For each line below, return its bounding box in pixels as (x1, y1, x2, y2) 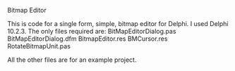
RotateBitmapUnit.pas (7, 42, 71, 50)
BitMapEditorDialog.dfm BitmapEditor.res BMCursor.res (7, 34, 168, 43)
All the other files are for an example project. (7, 56, 137, 64)
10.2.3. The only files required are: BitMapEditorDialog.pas (7, 27, 176, 35)
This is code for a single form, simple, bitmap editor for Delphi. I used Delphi (7, 20, 229, 27)
